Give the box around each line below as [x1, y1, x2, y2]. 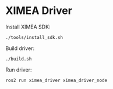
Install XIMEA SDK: [5, 23, 51, 30]
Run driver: [5, 66, 32, 73]
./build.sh [5, 56, 32, 62]
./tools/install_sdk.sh [5, 34, 63, 40]
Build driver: [5, 45, 35, 52]
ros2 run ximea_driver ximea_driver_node [5, 77, 108, 83]
